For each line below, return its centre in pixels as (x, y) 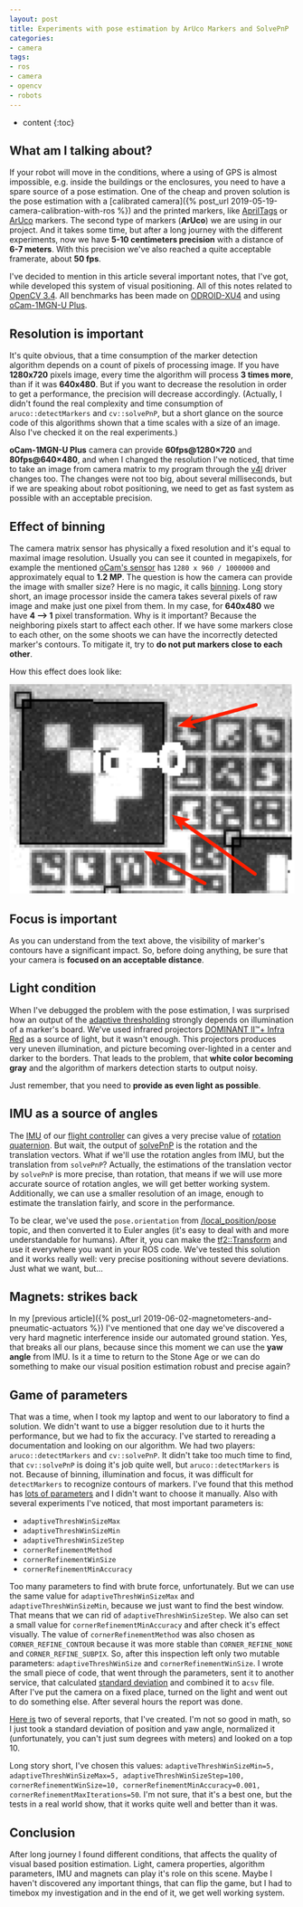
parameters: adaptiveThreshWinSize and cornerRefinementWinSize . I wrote (147, 1664)
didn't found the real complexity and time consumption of (116, 403)
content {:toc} (48, 122)
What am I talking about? (81, 151)
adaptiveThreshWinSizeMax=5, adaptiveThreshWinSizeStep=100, (127, 1776)
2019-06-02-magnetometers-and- (208, 1319)
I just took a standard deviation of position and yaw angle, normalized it (142, 1729)
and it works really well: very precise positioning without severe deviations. (149, 1258)
